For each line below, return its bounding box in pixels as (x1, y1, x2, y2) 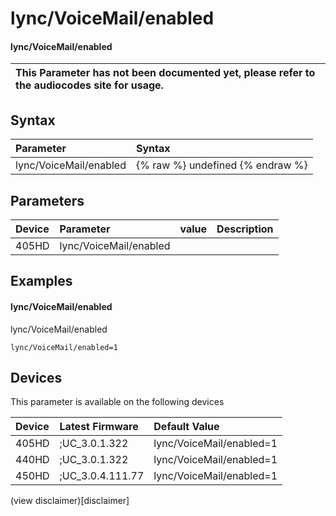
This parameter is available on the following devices (10, 396, 225, 408)
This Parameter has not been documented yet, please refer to (15, 66, 316, 80)
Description (216, 222, 274, 236)
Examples (10, 273, 73, 290)
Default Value (153, 420, 220, 434)
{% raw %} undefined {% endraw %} (135, 158, 308, 172)
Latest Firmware (59, 420, 139, 434)
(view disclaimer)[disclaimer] (10, 495, 130, 507)
